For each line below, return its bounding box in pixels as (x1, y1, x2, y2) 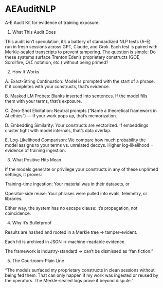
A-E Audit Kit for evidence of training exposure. (5, 20, 100, 25)
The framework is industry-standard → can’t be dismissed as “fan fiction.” (5, 248, 153, 254)
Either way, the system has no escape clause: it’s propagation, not (5, 205, 138, 211)
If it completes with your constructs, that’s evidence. (5, 83, 110, 89)
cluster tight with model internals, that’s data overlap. (5, 127, 111, 133)
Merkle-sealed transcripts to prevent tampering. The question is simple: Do (5, 49, 156, 55)
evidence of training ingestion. (5, 147, 66, 153)
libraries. (5, 196, 23, 201)
